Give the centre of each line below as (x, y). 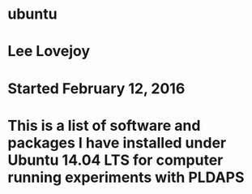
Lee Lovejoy (49, 52)
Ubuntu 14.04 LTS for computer (115, 160)
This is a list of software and (104, 125)
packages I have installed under (117, 142)
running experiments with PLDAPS (126, 177)
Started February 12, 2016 (96, 88)
